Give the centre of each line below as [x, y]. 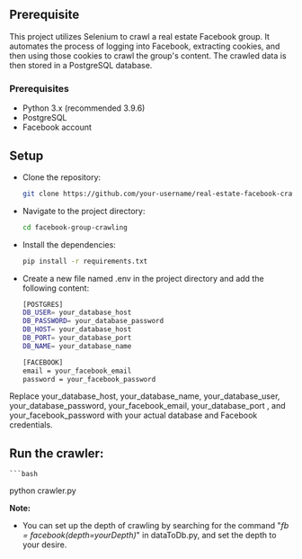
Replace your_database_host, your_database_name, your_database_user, [145, 396]
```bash [24, 474]
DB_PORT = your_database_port [77, 338]
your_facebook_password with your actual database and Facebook [133, 415]
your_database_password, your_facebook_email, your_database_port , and [147, 406]
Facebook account [57, 127]
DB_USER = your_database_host [77, 313]
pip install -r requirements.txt [85, 261]
